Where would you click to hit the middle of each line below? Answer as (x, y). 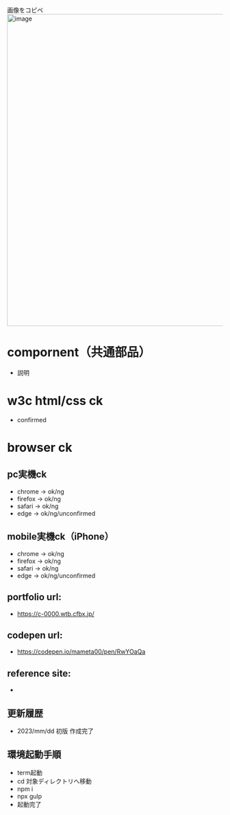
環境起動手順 (34, 755)
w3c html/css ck (55, 401)
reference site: (39, 673)
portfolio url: (34, 597)
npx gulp (29, 796)
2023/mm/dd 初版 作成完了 (55, 731)
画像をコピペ (25, 10)
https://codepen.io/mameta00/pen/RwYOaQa (81, 652)
